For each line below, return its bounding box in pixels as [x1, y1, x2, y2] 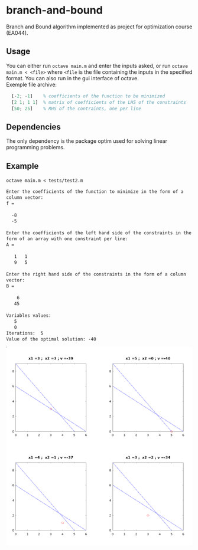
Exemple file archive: [6, 81, 57, 88]
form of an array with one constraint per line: [6, 236, 128, 242]
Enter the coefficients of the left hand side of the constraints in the [6, 230, 192, 236]
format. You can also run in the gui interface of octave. [6, 74, 139, 81]
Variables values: [6, 313, 51, 319]
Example [6, 161, 39, 171]
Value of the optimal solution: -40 [6, 336, 96, 342]
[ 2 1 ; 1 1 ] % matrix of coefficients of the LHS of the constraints [11, 99, 186, 105]
